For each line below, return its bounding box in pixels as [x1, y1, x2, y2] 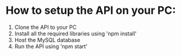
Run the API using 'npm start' [14, 43, 88, 50]
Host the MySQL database [14, 36, 81, 43]
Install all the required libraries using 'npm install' [14, 30, 137, 37]
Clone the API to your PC [14, 23, 77, 31]
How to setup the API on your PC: [5, 4, 176, 17]
